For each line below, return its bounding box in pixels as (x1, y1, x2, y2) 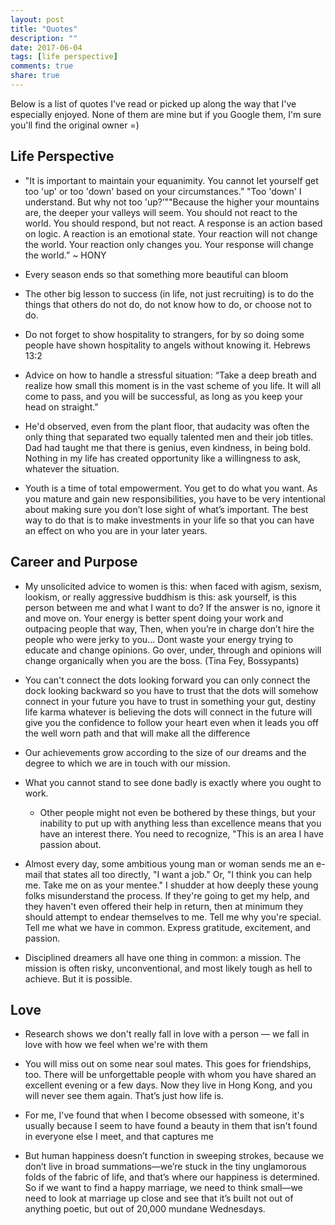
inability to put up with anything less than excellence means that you (39, 817, 322, 829)
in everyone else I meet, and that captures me (24, 1131, 215, 1143)
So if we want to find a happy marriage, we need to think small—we (24, 1182, 303, 1194)
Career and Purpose (10, 554, 138, 571)
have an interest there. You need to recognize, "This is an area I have (39, 827, 325, 840)
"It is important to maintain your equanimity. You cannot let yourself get (24, 174, 319, 186)
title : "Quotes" (10, 24, 78, 34)
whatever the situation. (24, 462, 120, 475)
